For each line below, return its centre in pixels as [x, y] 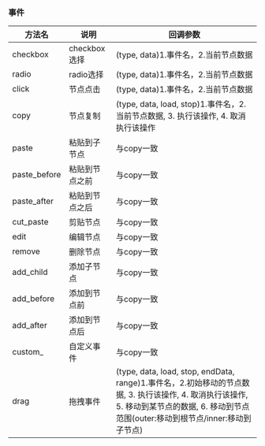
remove [26, 251]
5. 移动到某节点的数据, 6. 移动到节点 [183, 407]
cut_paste [30, 222]
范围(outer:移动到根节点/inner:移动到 [183, 418]
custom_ [28, 352]
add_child [30, 272]
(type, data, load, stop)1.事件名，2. [181, 104]
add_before [34, 299]
